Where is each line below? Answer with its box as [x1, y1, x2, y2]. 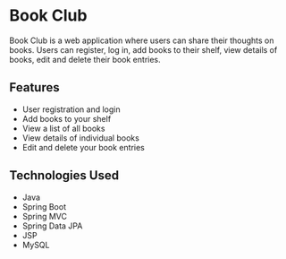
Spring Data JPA [21, 220, 83, 231]
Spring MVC [21, 211, 68, 221]
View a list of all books [21, 123, 105, 134]
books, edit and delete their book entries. [9, 54, 161, 65]
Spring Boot [21, 201, 67, 212]
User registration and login [21, 104, 121, 115]
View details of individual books [21, 132, 140, 143]
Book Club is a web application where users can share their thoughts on [9, 35, 274, 46]
